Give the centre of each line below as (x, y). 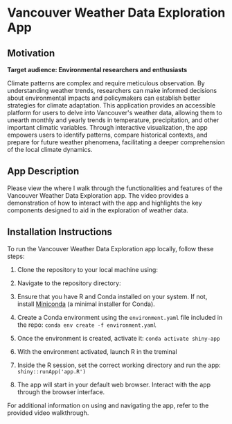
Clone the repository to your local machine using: (87, 269)
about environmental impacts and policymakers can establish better (104, 98)
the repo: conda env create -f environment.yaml (87, 325)
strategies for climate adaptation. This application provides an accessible (111, 105)
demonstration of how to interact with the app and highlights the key (105, 203)
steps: (16, 256)
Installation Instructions (60, 232)
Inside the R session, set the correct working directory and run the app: (119, 365)
